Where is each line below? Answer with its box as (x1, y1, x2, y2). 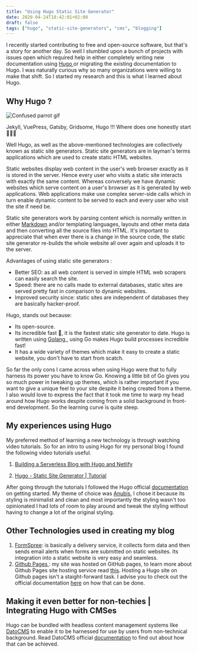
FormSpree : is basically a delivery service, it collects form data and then (14, 541, 190, 548)
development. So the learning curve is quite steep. (16, 404, 140, 411)
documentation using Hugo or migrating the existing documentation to (6, 60, 177, 67)
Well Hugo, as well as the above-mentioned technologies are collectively (6, 141, 183, 149)
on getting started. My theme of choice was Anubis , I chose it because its (6, 489, 185, 497)
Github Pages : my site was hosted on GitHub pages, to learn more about (14, 560, 192, 567)
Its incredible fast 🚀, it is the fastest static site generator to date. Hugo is (14, 330, 190, 337)
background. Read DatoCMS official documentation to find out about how (6, 634, 184, 641)
